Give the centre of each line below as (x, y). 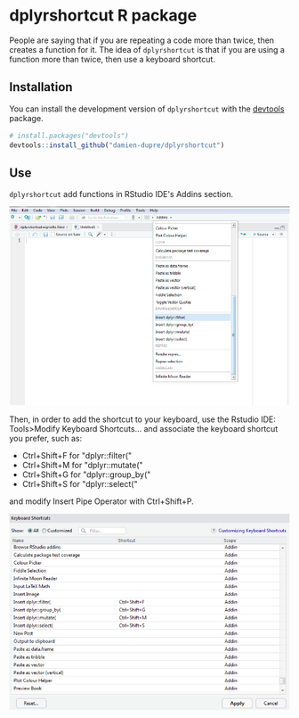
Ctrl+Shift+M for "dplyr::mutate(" (83, 466)
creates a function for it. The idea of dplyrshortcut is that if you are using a (147, 49)
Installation (41, 87)
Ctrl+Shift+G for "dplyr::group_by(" (86, 475)
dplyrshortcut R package (103, 16)
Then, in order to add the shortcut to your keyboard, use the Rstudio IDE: (142, 419)
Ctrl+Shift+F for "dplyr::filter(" (77, 456)
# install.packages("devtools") (69, 136)
